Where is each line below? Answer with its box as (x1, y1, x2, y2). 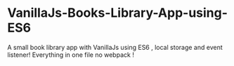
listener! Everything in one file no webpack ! (7, 51, 135, 59)
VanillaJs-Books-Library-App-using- (7, 5, 228, 21)
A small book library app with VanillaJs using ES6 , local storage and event (7, 43, 223, 51)
